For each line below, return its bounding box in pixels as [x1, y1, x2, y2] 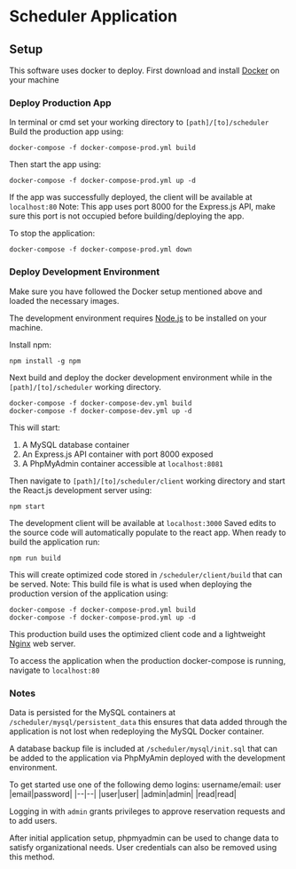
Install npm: [9, 339, 51, 350]
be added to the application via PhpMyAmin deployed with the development [9, 753, 285, 763]
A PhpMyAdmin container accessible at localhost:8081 [21, 458, 223, 468]
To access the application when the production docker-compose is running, [9, 655, 286, 666]
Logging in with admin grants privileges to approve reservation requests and [9, 806, 285, 817]
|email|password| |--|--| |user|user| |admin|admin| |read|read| [9, 788, 237, 799]
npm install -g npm [9, 356, 82, 365]
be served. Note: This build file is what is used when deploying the [9, 578, 253, 589]
